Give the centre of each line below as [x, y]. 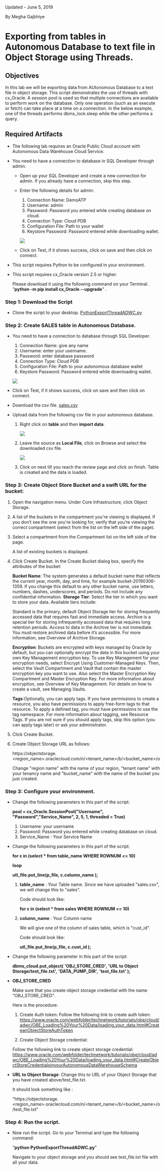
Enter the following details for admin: [57, 190]
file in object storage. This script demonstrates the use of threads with [76, 93]
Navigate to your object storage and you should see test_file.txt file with [85, 1157]
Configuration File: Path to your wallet [65, 226]
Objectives [22, 76]
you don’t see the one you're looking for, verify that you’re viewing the [83, 522]
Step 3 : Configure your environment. [50, 791]
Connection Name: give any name [54, 346]
